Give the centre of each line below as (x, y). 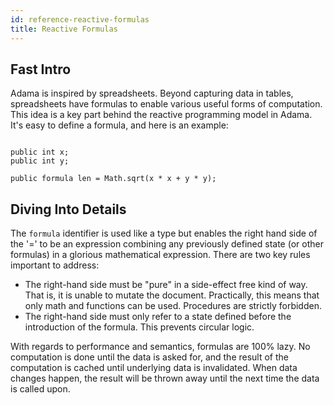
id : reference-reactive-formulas (80, 19)
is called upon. (40, 389)
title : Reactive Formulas (64, 29)
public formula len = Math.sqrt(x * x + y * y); (113, 179)
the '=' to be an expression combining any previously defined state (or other (167, 244)
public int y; (40, 161)
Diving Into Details (68, 209)
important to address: (55, 265)
